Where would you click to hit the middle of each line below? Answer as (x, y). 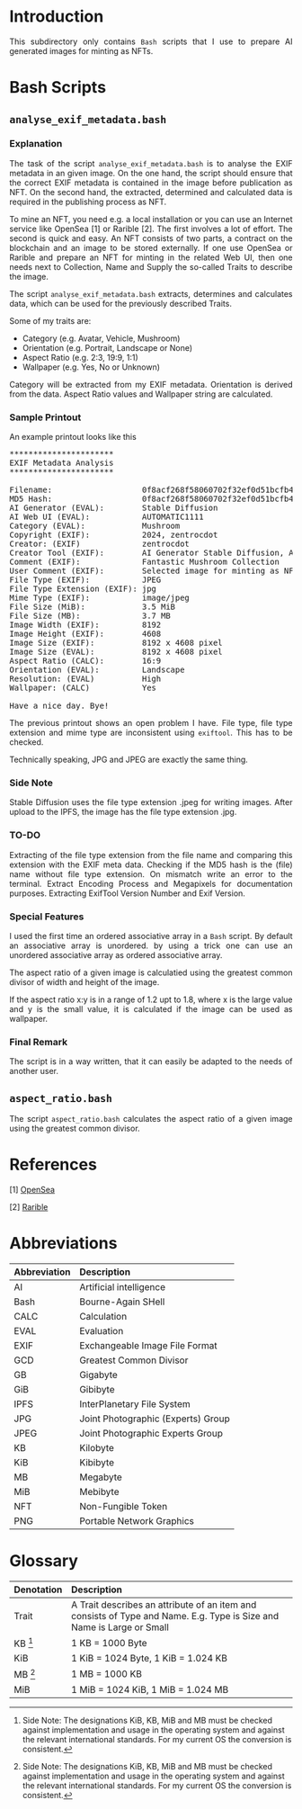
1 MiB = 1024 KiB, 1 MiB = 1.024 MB (150, 1689)
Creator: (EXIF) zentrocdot (100, 544)
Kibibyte (97, 1462)
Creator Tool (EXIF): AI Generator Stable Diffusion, (147, 553)
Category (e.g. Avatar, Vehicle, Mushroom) (101, 338)
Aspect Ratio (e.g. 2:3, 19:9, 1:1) (80, 357)
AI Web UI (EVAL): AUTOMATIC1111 (107, 517)
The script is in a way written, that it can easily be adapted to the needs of (151, 1061)
